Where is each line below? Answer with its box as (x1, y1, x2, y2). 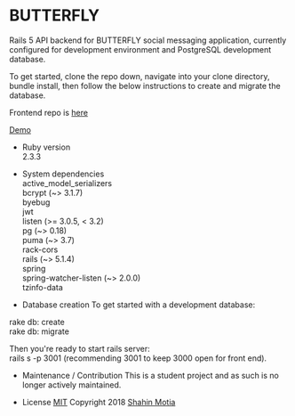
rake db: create (9, 316, 65, 327)
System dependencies (21, 168, 105, 179)
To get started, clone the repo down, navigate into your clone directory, (9, 70, 270, 81)
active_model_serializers (21, 177, 113, 188)
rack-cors (21, 244, 59, 255)
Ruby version (21, 142, 71, 152)
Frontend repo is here (9, 107, 89, 118)
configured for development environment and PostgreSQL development (9, 44, 272, 54)
